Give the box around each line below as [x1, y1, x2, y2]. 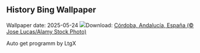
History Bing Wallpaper [6, 5, 96, 15]
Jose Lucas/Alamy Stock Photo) [6, 28, 87, 35]
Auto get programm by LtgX [6, 39, 76, 47]
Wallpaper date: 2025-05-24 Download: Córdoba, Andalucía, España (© [6, 21, 194, 29]
